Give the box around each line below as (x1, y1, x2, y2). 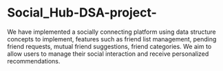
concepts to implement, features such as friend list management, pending (7, 34, 217, 43)
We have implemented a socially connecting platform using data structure (7, 28, 216, 36)
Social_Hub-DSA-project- (7, 5, 157, 21)
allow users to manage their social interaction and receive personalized (7, 50, 209, 58)
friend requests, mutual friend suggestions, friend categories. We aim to (7, 42, 212, 50)
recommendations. (7, 57, 61, 65)
